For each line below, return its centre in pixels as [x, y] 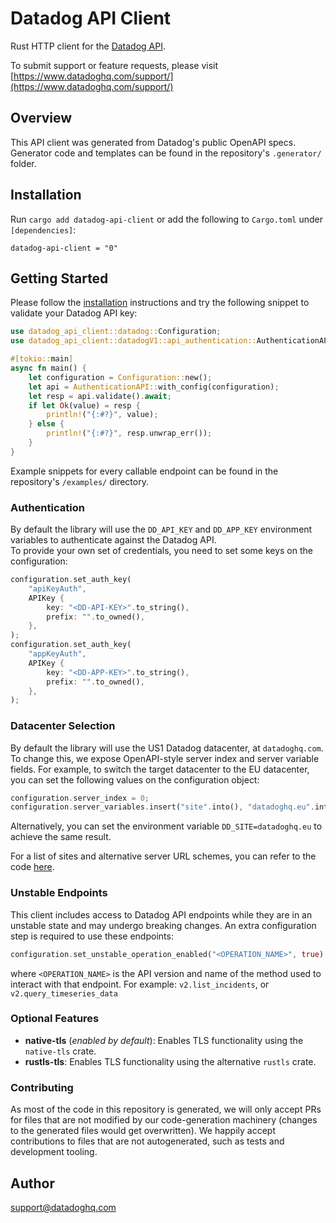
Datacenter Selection [63, 726]
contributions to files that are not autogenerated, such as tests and [147, 1141]
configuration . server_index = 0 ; [80, 798]
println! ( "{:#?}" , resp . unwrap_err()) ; [129, 433]
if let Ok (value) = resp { [84, 405]
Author [32, 1183]
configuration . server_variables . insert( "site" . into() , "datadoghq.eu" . [162, 807]
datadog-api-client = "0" [64, 248]
